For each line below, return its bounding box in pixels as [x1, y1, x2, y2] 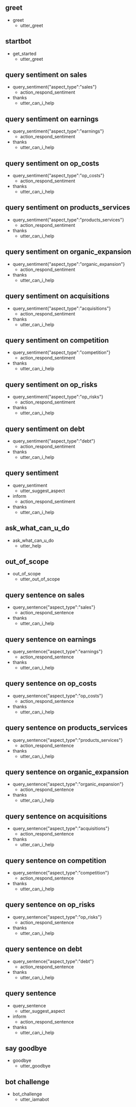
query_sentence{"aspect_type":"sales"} [12, 604, 96, 610]
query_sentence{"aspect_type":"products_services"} [12, 737, 123, 743]
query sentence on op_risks [5, 900, 95, 909]
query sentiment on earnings [5, 114, 99, 123]
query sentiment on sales [5, 70, 87, 80]
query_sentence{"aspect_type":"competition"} [12, 870, 110, 876]
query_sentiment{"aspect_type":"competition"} [12, 349, 111, 355]
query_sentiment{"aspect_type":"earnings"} [12, 128, 105, 134]
